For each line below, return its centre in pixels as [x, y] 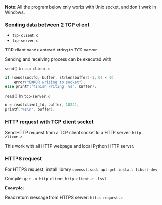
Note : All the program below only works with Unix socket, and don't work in [81, 7]
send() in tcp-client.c [28, 69]
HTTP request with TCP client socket [49, 122]
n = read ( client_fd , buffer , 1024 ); [42, 105]
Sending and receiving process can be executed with [58, 59]
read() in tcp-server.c [28, 96]
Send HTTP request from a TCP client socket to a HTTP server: [68, 132]
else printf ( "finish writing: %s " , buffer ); [51, 87]
